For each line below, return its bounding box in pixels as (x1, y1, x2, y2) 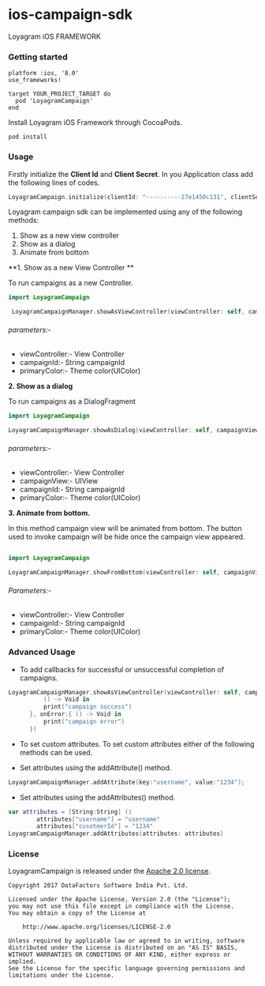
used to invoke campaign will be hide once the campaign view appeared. (8, 532, 245, 542)
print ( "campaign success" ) (43, 703, 132, 711)
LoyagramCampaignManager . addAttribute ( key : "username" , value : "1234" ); (8, 778, 245, 786)
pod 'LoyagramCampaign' (15, 97, 93, 105)
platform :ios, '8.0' (8, 70, 80, 77)
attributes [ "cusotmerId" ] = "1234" (36, 822, 154, 830)
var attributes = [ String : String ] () (8, 807, 132, 815)
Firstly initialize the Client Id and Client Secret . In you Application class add (8, 169, 254, 179)
